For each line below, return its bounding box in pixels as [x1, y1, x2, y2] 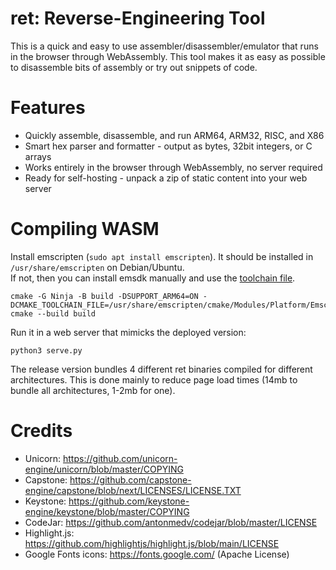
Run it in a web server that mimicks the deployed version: [10, 326, 247, 338]
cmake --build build [10, 308, 97, 319]
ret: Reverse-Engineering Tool [10, 7, 266, 30]
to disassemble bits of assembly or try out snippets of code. [10, 61, 258, 73]
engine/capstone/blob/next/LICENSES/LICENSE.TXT [24, 484, 242, 496]
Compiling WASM [10, 218, 160, 241]
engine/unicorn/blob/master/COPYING [24, 463, 184, 475]
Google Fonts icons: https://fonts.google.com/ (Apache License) [24, 548, 290, 560]
